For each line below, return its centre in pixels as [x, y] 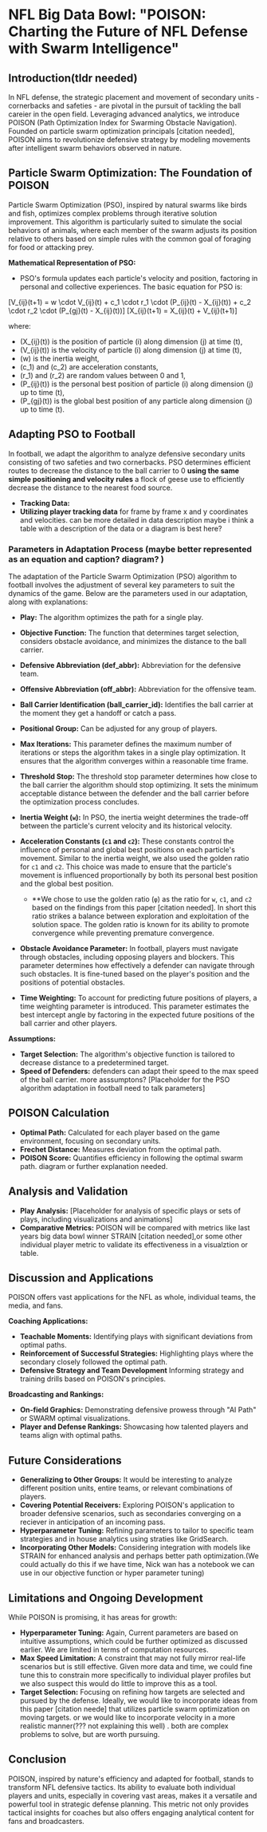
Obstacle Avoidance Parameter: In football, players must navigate [129, 948]
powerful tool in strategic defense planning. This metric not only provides [129, 1804]
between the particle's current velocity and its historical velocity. [126, 825]
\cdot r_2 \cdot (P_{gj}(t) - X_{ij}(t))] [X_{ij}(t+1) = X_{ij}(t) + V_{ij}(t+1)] [123, 310]
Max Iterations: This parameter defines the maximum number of [126, 744]
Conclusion [37, 1760]
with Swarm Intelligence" [94, 49]
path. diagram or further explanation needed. [94, 1166]
